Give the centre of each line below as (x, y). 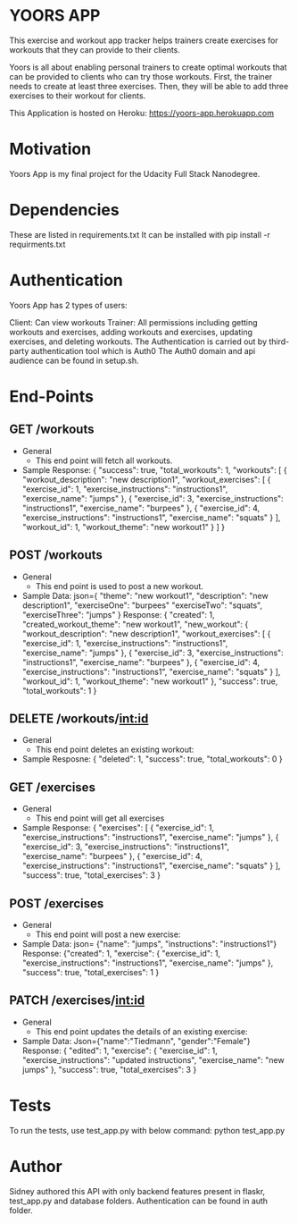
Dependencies (64, 210)
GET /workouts (52, 430)
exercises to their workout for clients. (78, 96)
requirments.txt (37, 244)
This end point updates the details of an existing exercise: (141, 1031)
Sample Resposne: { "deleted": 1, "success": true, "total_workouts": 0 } (152, 759)
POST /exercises (57, 903)
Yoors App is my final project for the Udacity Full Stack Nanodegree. (135, 173)
